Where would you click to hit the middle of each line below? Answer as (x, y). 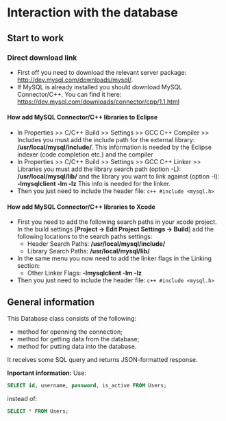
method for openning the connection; (70, 332)
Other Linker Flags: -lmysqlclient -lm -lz (85, 273)
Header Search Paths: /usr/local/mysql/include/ (96, 244)
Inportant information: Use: (47, 373)
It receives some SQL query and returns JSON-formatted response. (102, 360)
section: (28, 266)
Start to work (36, 38)
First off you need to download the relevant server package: (102, 72)
